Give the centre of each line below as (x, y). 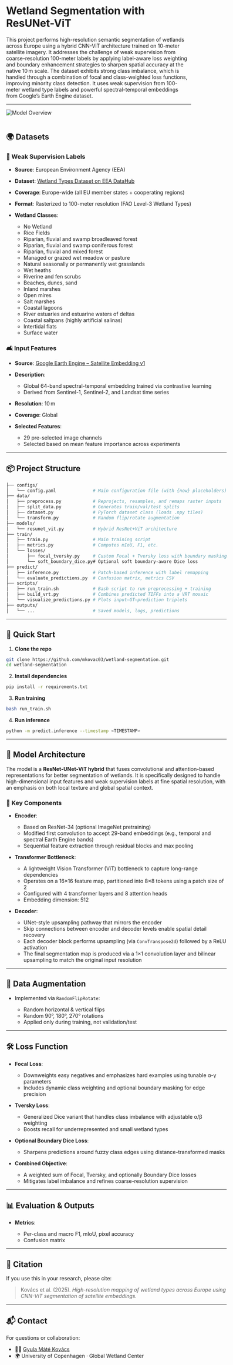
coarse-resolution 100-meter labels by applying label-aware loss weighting (97, 58)
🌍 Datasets (28, 137)
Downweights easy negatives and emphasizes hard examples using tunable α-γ (120, 1075)
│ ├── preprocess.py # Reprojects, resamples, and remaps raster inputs (114, 502)
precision (35, 1094)
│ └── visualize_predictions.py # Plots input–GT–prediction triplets (97, 600)
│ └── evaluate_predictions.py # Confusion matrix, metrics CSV (90, 578)
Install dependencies (41, 676)
